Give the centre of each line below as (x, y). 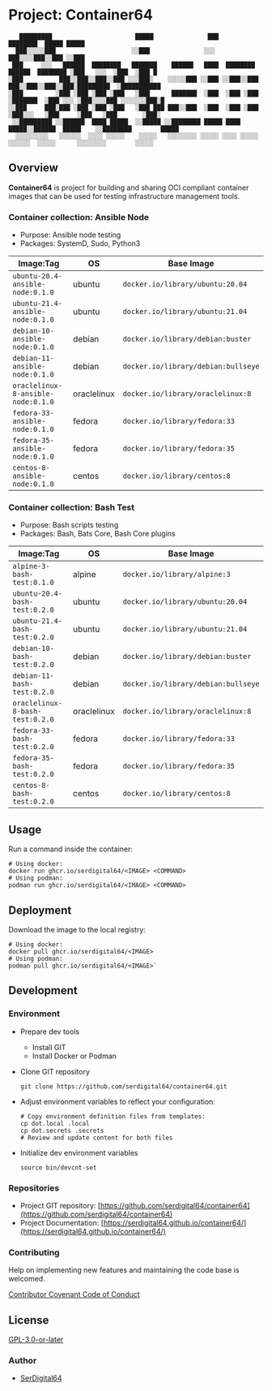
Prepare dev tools (49, 1031)
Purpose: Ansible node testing (70, 235)
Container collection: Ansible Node (79, 217)
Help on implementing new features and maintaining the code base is (124, 1270)
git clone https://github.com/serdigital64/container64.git (123, 1086)
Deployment (40, 910)
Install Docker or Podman (74, 1056)
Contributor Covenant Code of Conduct (74, 1294)
